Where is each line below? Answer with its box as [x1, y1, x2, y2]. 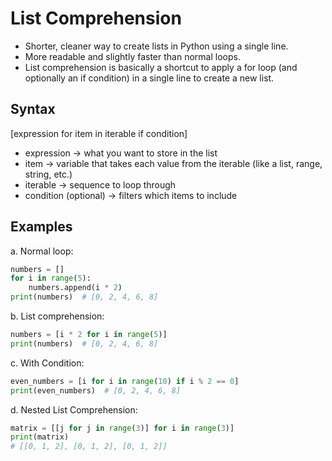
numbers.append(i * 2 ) [28, 283, 123, 293]
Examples [10, 218, 73, 236]
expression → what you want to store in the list [24, 147, 218, 159]
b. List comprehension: [10, 310, 105, 322]
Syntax [10, 101, 56, 118]
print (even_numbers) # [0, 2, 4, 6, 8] [10, 385, 182, 396]
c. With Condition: [10, 357, 85, 369]
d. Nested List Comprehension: [10, 403, 138, 416]
